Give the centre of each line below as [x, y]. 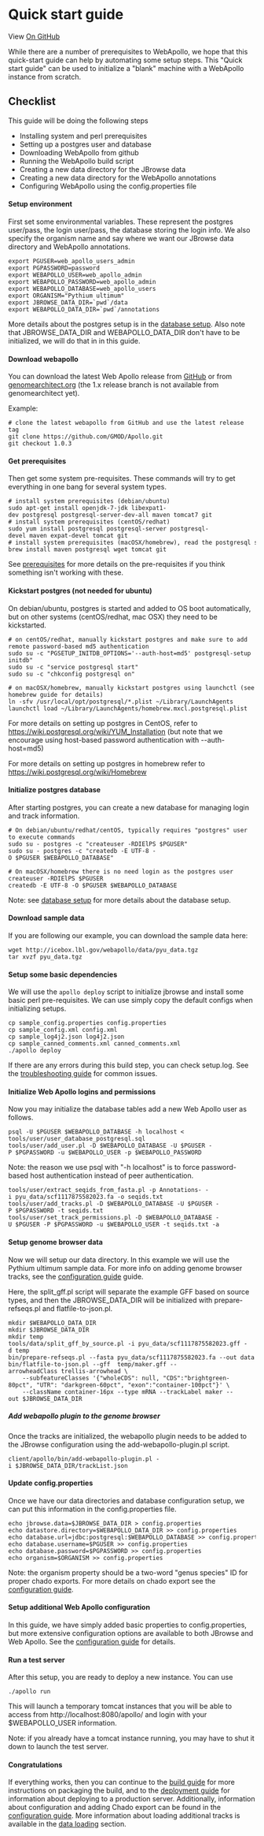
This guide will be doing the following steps [78, 121]
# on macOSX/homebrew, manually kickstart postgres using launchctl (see [132, 687]
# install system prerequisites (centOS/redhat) [89, 522]
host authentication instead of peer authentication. [112, 1175]
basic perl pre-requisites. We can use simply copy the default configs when [130, 1000]
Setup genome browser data [56, 1242]
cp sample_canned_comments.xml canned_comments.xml [94, 1044]
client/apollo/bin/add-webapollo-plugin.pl [81, 1459]
